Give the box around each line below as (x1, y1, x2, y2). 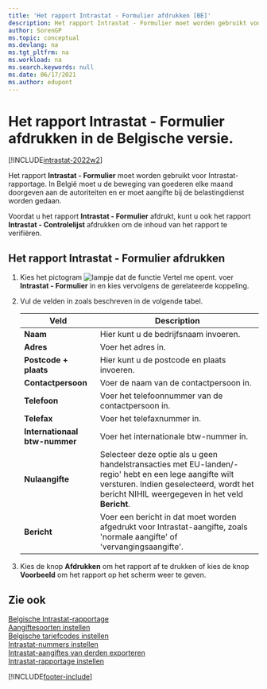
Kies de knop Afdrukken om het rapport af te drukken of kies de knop (19, 562, 250, 571)
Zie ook (8, 593, 46, 606)
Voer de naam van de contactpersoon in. (99, 377, 252, 389)
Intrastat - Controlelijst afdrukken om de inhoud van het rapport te (8, 220, 228, 230)
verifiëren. (8, 228, 42, 238)
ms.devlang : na (8, 41, 59, 49)
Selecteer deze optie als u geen (99, 449, 219, 460)
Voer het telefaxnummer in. (99, 413, 201, 424)
